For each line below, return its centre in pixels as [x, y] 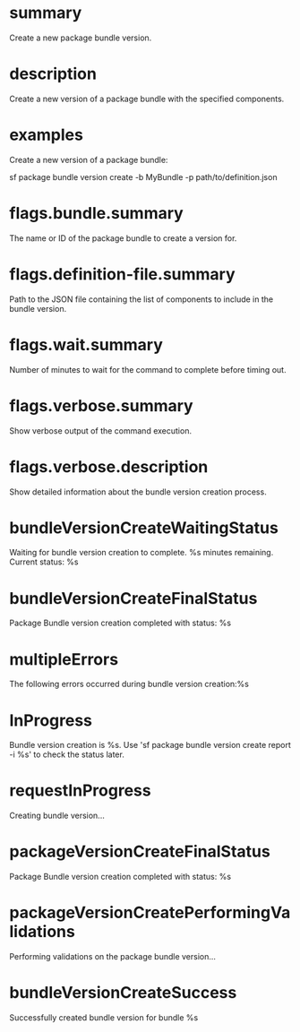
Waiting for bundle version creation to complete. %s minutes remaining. [141, 553]
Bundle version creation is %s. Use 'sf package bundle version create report [150, 745]
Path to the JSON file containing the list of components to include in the [141, 299]
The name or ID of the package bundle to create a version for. [123, 238]
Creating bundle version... [57, 816]
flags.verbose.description [109, 466]
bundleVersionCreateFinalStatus [133, 598]
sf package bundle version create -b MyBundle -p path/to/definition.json [143, 176]
